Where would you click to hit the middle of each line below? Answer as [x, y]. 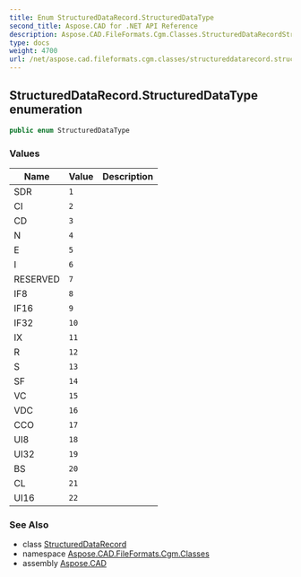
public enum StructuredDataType [69, 130]
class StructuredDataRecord [74, 545]
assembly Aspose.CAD [64, 564]
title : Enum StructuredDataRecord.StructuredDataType [112, 17]
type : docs [30, 43]
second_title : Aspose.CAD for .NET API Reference [104, 26]
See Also [29, 524]
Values [25, 153]
